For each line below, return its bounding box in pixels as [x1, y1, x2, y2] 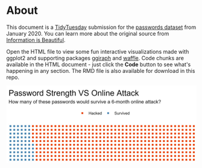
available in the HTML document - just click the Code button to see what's [6, 61, 191, 68]
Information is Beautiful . [6, 36, 66, 43]
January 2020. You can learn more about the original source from [6, 30, 169, 37]
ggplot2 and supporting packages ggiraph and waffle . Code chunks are [6, 54, 184, 61]
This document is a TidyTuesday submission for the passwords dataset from [6, 23, 197, 31]
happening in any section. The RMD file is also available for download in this [6, 67, 195, 74]
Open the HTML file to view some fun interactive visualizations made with [6, 48, 189, 55]
